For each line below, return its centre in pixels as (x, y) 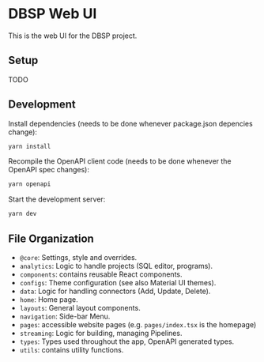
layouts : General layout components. (80, 308)
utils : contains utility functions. (72, 350)
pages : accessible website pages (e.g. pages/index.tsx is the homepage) (138, 324)
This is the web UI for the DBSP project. (73, 36)
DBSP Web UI (53, 14)
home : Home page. (49, 300)
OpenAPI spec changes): (49, 170)
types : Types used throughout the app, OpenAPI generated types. (127, 341)
